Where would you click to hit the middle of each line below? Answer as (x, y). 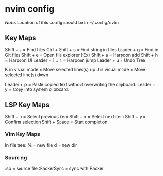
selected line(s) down (27, 75)
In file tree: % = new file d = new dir (41, 145)
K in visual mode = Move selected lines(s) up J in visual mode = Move (75, 69)
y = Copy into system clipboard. (37, 89)
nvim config (30, 9)
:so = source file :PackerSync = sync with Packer (54, 168)
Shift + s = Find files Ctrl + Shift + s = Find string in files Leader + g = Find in (82, 49)
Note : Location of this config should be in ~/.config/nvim (62, 22)
